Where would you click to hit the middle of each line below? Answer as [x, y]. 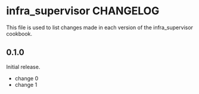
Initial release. [23, 67]
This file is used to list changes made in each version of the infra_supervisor [100, 27]
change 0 [27, 78]
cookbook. [19, 33]
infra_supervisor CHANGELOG [83, 11]
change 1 [26, 84]
